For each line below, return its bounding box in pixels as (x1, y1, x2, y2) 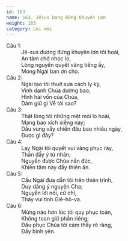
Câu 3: (6, 106, 23, 113)
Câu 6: (6, 202, 23, 210)
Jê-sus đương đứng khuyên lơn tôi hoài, (21, 49, 120, 56)
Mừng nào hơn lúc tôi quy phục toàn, (21, 208, 113, 216)
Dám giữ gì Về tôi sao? (21, 100, 77, 107)
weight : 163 (6, 20, 36, 26)
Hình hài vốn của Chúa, (21, 93, 79, 101)
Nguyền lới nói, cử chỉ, (21, 189, 77, 196)
